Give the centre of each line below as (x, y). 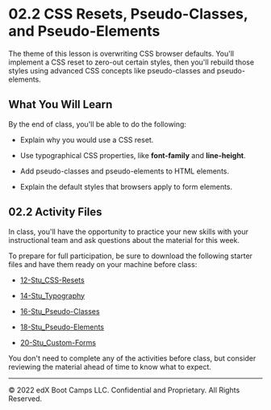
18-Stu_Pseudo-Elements (62, 327)
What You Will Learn (60, 105)
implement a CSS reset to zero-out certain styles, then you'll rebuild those (131, 62)
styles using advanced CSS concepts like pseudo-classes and (112, 70)
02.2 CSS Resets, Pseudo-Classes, (128, 14)
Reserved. (25, 398)
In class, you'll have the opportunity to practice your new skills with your (128, 232)
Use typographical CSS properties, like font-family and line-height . (133, 155)
